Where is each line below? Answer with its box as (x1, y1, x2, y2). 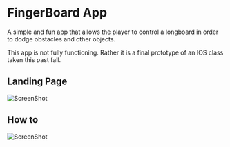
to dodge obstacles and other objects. (7, 35, 116, 43)
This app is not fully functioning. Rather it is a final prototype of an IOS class (7, 48, 224, 57)
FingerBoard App (7, 5, 108, 21)
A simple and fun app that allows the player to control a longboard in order (7, 28, 219, 36)
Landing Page (7, 76, 68, 88)
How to (7, 114, 39, 126)
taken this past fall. (7, 55, 61, 63)
